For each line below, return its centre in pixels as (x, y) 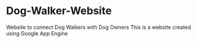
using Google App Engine (37, 33)
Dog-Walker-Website (59, 11)
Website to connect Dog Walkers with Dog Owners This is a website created (99, 27)
